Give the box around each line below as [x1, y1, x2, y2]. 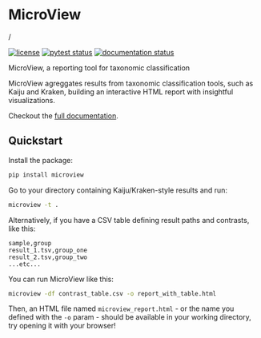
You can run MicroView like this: [8, 274, 114, 284]
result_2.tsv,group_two [8, 253, 88, 261]
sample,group [8, 239, 52, 247]
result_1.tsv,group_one [8, 246, 88, 254]
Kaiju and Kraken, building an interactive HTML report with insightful [8, 86, 234, 97]
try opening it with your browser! [8, 321, 116, 331]
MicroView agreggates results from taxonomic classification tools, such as [8, 78, 254, 88]
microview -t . [8, 201, 59, 209]
